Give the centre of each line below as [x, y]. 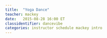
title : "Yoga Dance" [27, 10]
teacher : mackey [22, 14]
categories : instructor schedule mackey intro [54, 28]
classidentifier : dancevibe [34, 23]
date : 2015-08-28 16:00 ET [35, 19]
